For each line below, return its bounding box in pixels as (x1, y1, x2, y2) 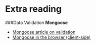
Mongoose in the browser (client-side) (12, 34, 91, 40)
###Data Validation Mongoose (5, 20, 68, 25)
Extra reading (5, 3, 62, 15)
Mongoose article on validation (12, 29, 76, 35)
